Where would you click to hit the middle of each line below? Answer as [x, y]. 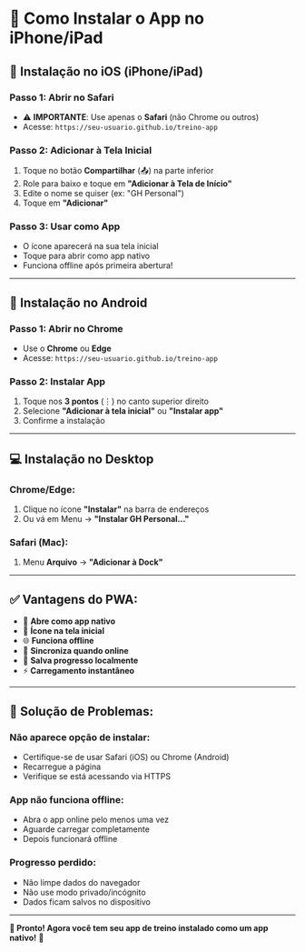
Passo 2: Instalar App [58, 382]
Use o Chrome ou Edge [67, 348]
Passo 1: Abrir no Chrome [67, 328]
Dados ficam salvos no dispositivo [87, 902]
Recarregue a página [62, 767]
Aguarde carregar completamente [86, 829]
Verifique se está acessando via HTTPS [97, 776]
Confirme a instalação [64, 421]
